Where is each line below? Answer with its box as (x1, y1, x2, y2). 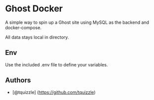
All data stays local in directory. (5, 34, 69, 40)
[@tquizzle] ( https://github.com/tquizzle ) (12, 89, 96, 95)
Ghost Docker (5, 3, 63, 14)
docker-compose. (5, 24, 42, 30)
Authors (5, 76, 31, 85)
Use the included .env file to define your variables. (5, 61, 108, 67)
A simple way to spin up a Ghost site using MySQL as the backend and (5, 19, 150, 25)
